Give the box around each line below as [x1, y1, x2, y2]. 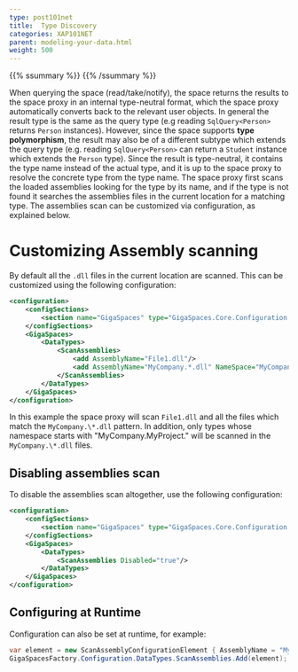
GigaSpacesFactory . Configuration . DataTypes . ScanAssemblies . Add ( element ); [9, 653, 288, 663]
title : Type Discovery [9, 21, 98, 30]
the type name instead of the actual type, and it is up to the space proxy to [9, 163, 282, 174]
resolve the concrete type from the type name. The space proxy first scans [9, 172, 284, 183]
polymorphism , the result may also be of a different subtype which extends [9, 135, 286, 145]
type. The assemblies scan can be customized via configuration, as [9, 200, 255, 211]
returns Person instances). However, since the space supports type [9, 125, 255, 136]
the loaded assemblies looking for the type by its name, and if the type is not [9, 182, 289, 192]
